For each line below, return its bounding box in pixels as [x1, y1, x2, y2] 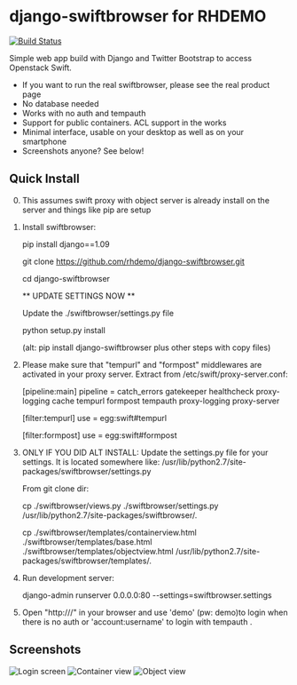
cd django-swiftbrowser [21, 273, 111, 283]
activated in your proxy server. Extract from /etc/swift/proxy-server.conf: [21, 369, 288, 379]
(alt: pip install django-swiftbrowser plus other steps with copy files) [21, 342, 271, 353]
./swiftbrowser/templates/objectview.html [21, 546, 175, 556]
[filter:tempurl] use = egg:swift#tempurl [21, 412, 167, 423]
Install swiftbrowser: [21, 221, 97, 232]
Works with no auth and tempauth [21, 108, 146, 118]
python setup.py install [21, 324, 106, 335]
